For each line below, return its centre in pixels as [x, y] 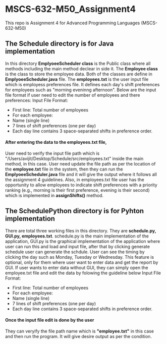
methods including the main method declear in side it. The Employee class [82, 68]
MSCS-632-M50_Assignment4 [71, 9]
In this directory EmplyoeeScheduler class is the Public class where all [78, 63]
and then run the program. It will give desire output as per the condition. [79, 336]
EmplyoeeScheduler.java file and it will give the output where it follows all [81, 174]
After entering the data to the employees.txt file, [56, 142]
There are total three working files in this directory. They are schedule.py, [81, 230]
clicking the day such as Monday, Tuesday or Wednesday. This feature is [80, 257]
